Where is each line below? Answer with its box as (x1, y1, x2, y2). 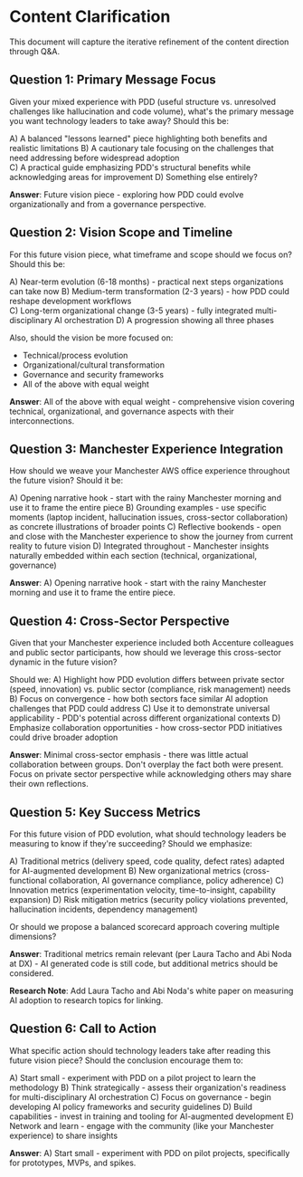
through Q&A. (9, 45, 61, 56)
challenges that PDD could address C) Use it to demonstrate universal (9, 703, 270, 714)
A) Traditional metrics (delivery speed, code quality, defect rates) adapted (9, 856, 285, 866)
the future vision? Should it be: (9, 475, 124, 486)
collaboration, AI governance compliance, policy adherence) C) (48, 876, 285, 885)
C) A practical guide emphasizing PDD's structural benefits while (9, 161, 251, 173)
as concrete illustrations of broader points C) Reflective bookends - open (9, 522, 282, 532)
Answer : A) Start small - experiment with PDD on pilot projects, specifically (9, 1147, 290, 1158)
